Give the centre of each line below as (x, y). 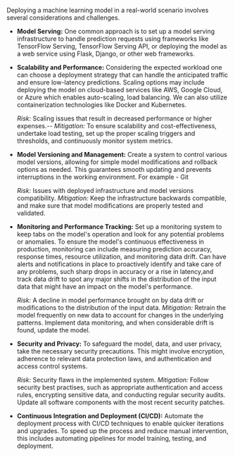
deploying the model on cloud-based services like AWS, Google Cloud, (120, 90)
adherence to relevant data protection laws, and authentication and (114, 359)
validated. (31, 213)
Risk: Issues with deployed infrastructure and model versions (105, 190)
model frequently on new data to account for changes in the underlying (120, 315)
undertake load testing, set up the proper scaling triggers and (106, 133)
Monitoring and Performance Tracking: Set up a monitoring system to (119, 227)
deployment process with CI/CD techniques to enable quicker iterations (120, 423)
